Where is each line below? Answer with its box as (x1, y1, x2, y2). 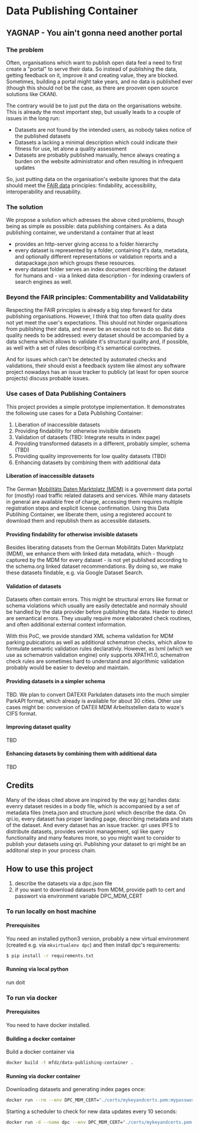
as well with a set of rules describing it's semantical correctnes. (6, 344, 162, 351)
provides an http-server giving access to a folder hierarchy (14, 240, 159, 247)
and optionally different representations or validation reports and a (14, 253, 177, 260)
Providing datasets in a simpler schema (6, 678, 105, 685)
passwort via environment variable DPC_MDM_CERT (14, 892, 143, 900)
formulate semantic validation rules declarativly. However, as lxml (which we (6, 645, 192, 652)
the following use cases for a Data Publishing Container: (6, 409, 143, 417)
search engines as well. (14, 278, 73, 285)
